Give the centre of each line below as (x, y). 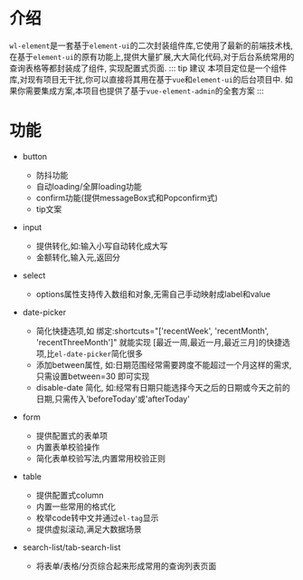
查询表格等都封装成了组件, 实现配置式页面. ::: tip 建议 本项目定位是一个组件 (148, 68)
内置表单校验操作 (68, 447)
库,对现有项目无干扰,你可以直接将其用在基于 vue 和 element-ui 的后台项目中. (146, 79)
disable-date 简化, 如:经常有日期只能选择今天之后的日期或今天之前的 (163, 387)
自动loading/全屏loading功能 (89, 186)
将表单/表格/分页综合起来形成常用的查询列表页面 (126, 565)
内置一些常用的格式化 (76, 506)
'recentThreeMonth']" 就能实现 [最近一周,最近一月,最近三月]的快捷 (159, 342)
